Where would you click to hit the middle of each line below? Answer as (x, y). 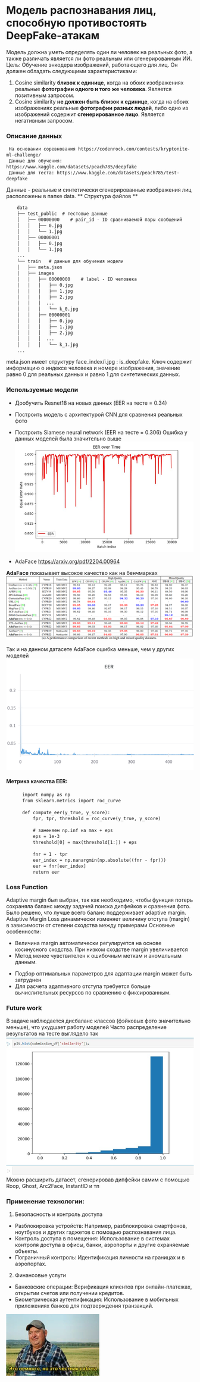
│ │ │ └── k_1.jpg (48, 345)
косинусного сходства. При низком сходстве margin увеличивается (101, 949)
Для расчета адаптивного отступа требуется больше (82, 986)
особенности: (24, 931)
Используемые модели (42, 390)
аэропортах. (30, 1264)
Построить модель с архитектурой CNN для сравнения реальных (99, 414)
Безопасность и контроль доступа (59, 1214)
